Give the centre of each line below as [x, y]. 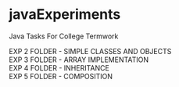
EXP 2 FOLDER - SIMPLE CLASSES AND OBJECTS [90, 51]
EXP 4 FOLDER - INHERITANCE [59, 67]
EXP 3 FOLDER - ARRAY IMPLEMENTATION [79, 60]
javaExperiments [65, 14]
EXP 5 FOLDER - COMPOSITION [61, 76]
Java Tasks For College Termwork [64, 36]
